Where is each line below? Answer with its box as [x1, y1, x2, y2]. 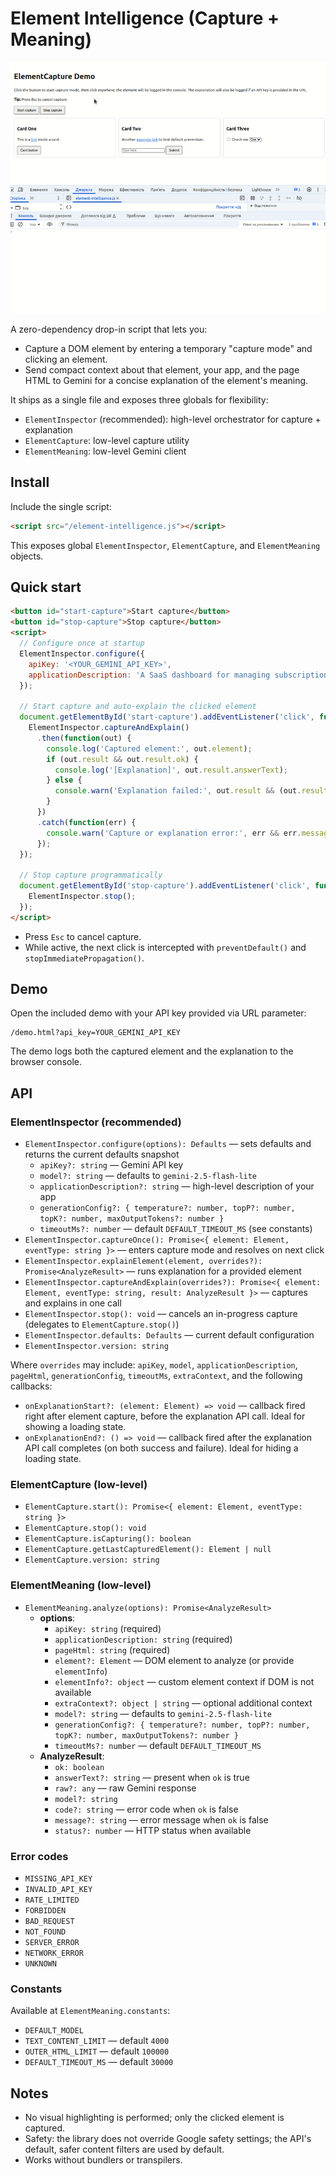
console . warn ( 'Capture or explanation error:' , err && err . [46, 828, 302, 838]
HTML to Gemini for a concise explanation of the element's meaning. [24, 374, 309, 386]
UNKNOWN [24, 1959, 57, 1969]
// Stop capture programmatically [19, 870, 163, 881]
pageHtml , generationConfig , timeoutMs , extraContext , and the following [10, 1370, 303, 1382]
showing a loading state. [24, 1421, 127, 1433]
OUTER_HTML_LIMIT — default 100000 [24, 2045, 170, 2057]
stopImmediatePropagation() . [24, 952, 145, 964]
